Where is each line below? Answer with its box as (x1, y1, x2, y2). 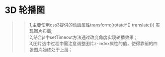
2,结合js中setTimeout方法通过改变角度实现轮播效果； (29, 34, 138, 40)
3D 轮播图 (4, 4, 45, 16)
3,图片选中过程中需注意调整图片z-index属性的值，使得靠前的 (29, 40, 154, 46)
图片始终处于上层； (33, 47, 73, 53)
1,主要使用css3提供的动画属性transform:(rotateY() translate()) (29, 22, 155, 28)
